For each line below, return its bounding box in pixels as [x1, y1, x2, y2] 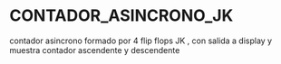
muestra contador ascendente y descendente [9, 44, 180, 55]
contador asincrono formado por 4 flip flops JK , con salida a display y [9, 35, 273, 46]
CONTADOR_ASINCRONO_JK [9, 5, 234, 26]
